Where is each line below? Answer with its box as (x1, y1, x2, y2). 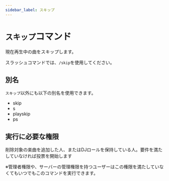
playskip (12, 111, 31, 117)
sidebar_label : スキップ (5, 7, 55, 13)
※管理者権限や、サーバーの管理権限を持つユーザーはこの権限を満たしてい (5, 164, 159, 170)
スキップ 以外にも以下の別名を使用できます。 (5, 90, 96, 96)
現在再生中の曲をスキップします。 (5, 49, 76, 55)
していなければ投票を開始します (5, 153, 72, 159)
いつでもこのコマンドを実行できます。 (18, 170, 98, 176)
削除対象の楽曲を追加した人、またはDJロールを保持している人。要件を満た (5, 147, 163, 153)
